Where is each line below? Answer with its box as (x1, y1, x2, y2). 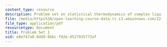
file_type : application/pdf (5, 21, 64, 26)
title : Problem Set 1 (5, 30, 50, 35)
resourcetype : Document (5, 25, 55, 30)
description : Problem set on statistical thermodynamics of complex (5, 12, 150, 17)
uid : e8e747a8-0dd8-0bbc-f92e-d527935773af (5, 35, 97, 40)
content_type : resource (5, 7, 55, 12)
